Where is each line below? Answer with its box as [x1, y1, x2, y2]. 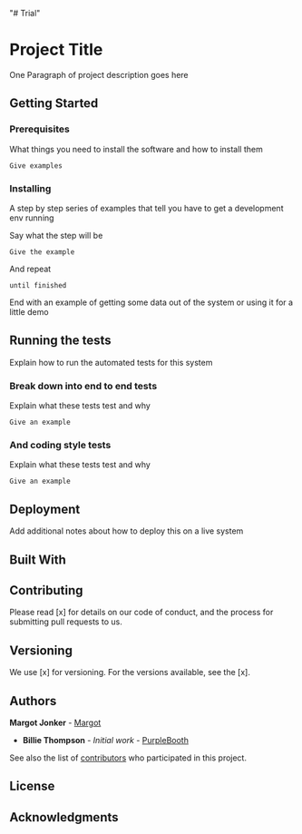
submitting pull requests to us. [9, 616, 122, 627]
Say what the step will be [9, 230, 103, 240]
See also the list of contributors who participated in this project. [9, 752, 248, 763]
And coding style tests [9, 438, 112, 451]
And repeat [9, 263, 52, 274]
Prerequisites [9, 123, 70, 135]
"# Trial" [9, 8, 41, 18]
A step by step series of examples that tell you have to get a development [9, 202, 284, 213]
